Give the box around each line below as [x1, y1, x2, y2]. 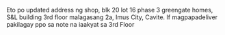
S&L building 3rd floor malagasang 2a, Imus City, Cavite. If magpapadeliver [6, 13, 218, 21]
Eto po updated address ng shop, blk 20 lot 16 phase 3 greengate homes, [6, 6, 213, 14]
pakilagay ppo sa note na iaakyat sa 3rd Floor [6, 21, 135, 28]
